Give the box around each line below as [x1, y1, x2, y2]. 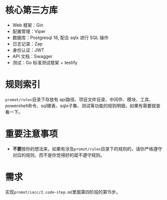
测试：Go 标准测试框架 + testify [12, 59, 77, 65]
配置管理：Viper [12, 28, 46, 34]
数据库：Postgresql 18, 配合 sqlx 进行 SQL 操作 [12, 34, 109, 40]
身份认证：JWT [12, 47, 44, 53]
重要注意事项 [5, 128, 58, 140]
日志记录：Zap [12, 40, 43, 46]
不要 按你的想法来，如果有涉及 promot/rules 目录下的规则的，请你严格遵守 [12, 145, 162, 151]
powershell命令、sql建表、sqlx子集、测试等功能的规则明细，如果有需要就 [5, 102, 156, 108]
